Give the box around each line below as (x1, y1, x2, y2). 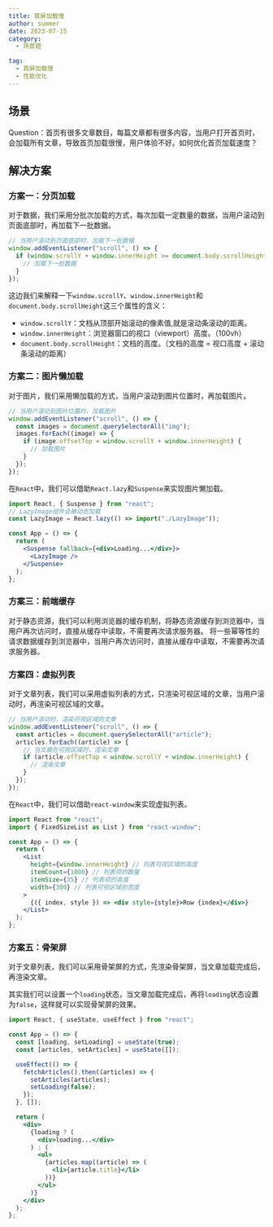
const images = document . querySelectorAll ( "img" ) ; (15, 422, 191, 430)
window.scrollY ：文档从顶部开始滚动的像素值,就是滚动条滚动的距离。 (19, 318, 252, 328)
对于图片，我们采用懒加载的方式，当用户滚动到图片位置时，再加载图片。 (8, 390, 250, 400)
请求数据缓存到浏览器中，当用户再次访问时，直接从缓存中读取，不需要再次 (8, 636, 258, 646)
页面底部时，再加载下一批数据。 (8, 221, 115, 231)
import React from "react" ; (8, 816, 104, 824)
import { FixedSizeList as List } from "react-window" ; (8, 823, 201, 831)
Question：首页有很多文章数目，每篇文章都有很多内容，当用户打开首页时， (8, 127, 260, 137)
